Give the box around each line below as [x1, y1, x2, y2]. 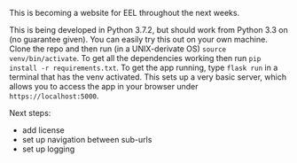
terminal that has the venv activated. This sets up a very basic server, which [9, 72, 286, 82]
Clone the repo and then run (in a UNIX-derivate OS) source [9, 43, 227, 54]
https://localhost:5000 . [9, 90, 99, 101]
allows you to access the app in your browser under [9, 81, 199, 91]
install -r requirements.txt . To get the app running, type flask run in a [9, 62, 278, 73]
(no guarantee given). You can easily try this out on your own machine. [9, 35, 268, 44]
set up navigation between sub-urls [21, 135, 152, 144]
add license [21, 125, 65, 136]
